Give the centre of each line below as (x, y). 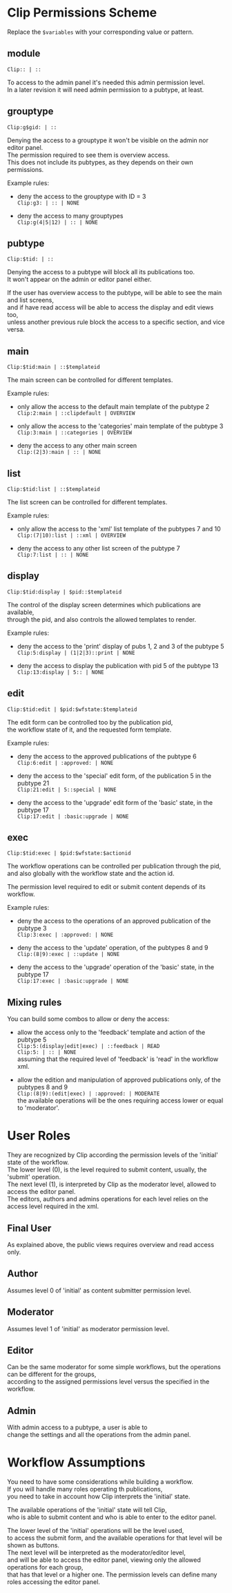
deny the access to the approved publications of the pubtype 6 (107, 756)
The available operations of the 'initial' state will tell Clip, (87, 1510)
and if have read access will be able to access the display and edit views (110, 307)
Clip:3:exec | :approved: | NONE (65, 935)
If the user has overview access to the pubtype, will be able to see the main (115, 293)
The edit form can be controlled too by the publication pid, (90, 722)
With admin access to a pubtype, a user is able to (77, 1427)
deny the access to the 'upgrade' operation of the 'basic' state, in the (116, 967)
